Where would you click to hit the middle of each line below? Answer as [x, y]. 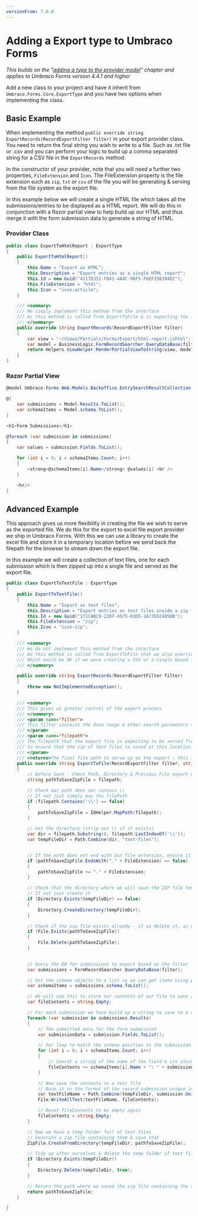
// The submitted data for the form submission [97, 1029]
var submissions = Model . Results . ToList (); [71, 404]
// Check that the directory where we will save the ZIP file [105, 888]
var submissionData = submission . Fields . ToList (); [101, 1034]
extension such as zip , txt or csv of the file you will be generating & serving [98, 182]
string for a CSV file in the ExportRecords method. [66, 158]
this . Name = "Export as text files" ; [73, 605]
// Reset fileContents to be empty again [89, 1110]
